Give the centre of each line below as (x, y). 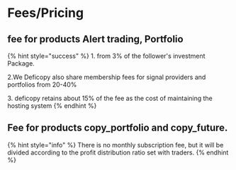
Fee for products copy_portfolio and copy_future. (118, 128)
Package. (21, 63)
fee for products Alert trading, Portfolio (95, 39)
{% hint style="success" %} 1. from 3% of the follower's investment (106, 56)
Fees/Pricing (45, 13)
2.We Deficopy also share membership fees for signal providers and (107, 77)
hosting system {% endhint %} (52, 106)
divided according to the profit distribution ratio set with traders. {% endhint (118, 152)
